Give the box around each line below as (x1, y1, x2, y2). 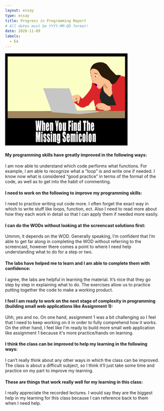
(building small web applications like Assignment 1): (5, 303, 113, 309)
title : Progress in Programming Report (5, 18, 87, 23)
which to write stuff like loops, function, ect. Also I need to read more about (5, 206, 157, 212)
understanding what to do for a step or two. (5, 249, 93, 255)
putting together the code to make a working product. (5, 287, 114, 293)
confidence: (5, 266, 31, 272)
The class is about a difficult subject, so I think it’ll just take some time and (5, 362, 155, 368)
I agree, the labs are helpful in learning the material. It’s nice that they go (5, 276, 151, 282)
